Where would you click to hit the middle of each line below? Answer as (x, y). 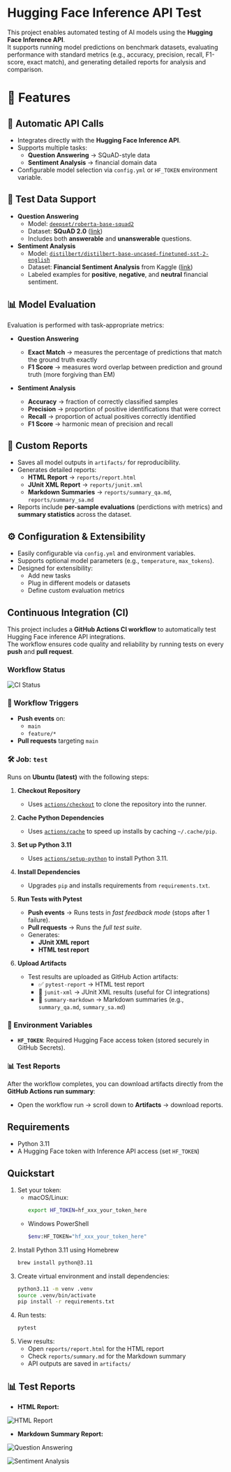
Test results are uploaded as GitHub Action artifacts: (103, 976)
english (39, 260)
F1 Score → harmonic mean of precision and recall (100, 424)
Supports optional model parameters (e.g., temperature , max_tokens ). (115, 561)
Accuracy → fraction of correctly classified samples (103, 401)
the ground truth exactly (62, 359)
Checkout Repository (49, 790)
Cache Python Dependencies (61, 817)
